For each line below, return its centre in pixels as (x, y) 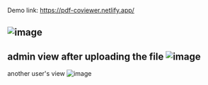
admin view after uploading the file (86, 56)
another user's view (36, 74)
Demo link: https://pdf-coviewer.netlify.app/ (71, 10)
